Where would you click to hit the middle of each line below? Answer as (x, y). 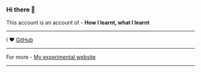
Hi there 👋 (21, 10)
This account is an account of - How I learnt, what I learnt (78, 23)
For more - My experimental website (51, 57)
